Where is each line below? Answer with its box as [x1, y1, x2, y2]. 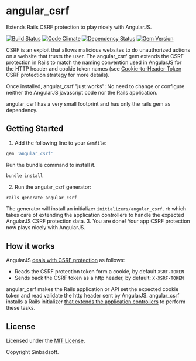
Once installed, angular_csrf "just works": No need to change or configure [6, 82, 185, 89]
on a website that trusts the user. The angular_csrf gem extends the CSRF [6, 52, 184, 59]
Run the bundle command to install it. [6, 161, 96, 168]
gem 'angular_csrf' [6, 151, 54, 156]
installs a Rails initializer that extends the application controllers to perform [6, 298, 186, 305]
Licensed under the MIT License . [6, 337, 85, 344]
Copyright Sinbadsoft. [6, 349, 59, 355]
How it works [6, 241, 55, 251]
